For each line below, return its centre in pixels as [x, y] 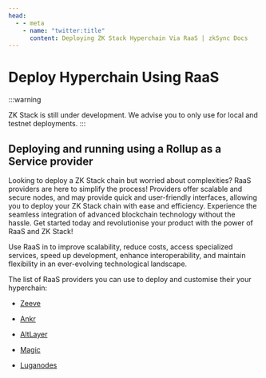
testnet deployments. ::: [47, 124]
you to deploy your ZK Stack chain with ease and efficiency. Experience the [133, 206]
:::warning [25, 100]
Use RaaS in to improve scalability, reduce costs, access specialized [121, 247]
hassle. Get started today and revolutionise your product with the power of [131, 223]
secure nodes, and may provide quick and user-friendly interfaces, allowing [133, 197]
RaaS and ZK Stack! [41, 231]
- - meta [30, 23]
